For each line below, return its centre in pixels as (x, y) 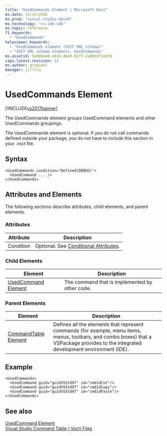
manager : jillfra (23, 70)
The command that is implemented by (108, 282)
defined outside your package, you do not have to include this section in (79, 138)
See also (19, 411)
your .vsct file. (20, 143)
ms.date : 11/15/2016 (27, 14)
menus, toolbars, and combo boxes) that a (102, 337)
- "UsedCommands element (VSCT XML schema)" (56, 47)
